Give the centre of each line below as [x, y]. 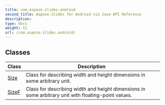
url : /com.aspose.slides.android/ [41, 33]
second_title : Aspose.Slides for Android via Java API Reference [73, 14]
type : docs [16, 23]
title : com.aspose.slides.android [41, 10]
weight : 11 [16, 28]
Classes [18, 52]
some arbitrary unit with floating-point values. [79, 95]
